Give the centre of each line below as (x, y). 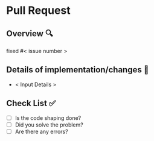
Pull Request (38, 11)
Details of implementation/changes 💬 (78, 70)
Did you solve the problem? (49, 125)
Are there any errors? (41, 131)
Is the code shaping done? (48, 117)
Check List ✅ (31, 103)
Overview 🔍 (30, 33)
